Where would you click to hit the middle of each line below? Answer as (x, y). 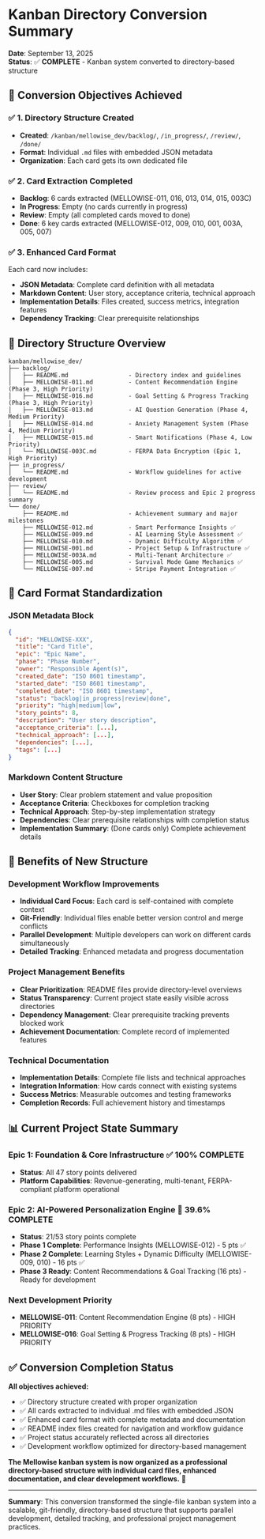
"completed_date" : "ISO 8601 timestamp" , (84, 691)
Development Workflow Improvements (84, 884)
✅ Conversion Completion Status (91, 1367)
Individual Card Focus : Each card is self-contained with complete (127, 901)
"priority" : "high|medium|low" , (69, 705)
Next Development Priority (60, 1300)
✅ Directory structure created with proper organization (108, 1402)
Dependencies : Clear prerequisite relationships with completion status (134, 819)
